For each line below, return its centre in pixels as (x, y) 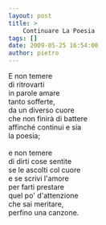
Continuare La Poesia (59, 31)
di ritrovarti (26, 84)
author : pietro (34, 53)
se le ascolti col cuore (45, 170)
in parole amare (34, 93)
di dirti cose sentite (40, 161)
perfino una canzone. (44, 213)
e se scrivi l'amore (39, 178)
